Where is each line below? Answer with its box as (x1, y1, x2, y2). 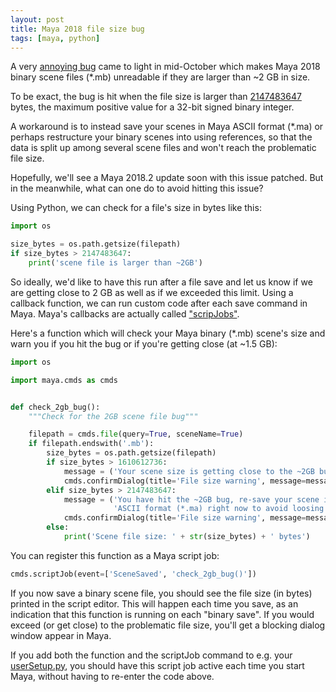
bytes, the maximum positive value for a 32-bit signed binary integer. (10, 101, 295, 113)
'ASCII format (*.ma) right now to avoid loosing (113, 504, 325, 514)
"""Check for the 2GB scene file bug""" (28, 411, 199, 421)
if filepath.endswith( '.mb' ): (28, 439, 155, 449)
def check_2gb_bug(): (10, 402, 101, 412)
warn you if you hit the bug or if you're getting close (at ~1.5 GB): (10, 337, 278, 350)
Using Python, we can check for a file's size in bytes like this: (10, 202, 262, 214)
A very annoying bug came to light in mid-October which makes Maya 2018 (10, 61, 321, 73)
